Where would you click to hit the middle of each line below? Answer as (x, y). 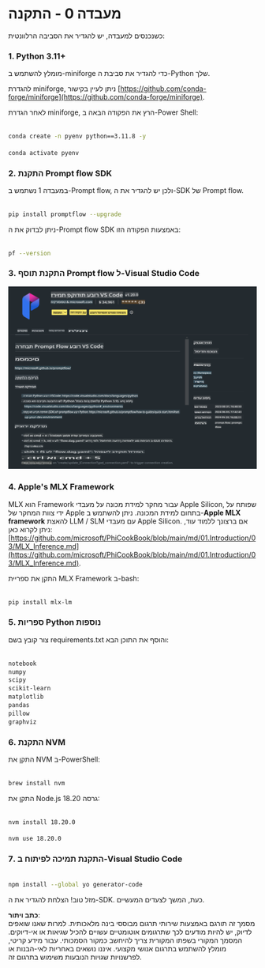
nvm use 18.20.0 (35, 839)
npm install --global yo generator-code (76, 885)
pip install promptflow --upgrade (65, 214)
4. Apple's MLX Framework (61, 487)
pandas (19, 705)
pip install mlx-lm (40, 602)
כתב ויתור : (24, 915)
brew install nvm (37, 783)
